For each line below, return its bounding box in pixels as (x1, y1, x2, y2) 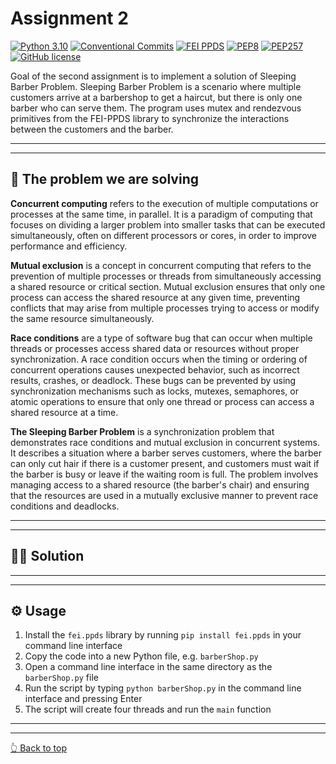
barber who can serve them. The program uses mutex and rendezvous (10, 102, 302, 114)
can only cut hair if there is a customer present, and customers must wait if (10, 457, 320, 469)
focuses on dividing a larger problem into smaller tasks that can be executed (10, 218, 326, 231)
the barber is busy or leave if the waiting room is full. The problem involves (10, 468, 319, 480)
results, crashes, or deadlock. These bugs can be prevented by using (10, 374, 297, 386)
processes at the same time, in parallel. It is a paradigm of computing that (10, 208, 313, 220)
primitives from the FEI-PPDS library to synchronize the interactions (10, 112, 290, 124)
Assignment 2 (10, 7, 129, 30)
